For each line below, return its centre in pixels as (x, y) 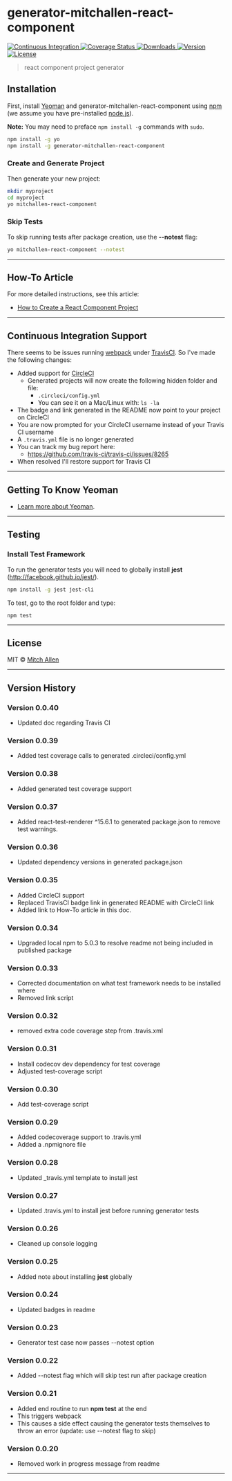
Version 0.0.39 (33, 740)
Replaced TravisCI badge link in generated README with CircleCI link (116, 902)
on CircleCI (33, 417)
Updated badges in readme (56, 1309)
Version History (41, 688)
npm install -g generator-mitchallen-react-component (86, 146)
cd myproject (26, 198)
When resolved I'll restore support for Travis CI (84, 462)
